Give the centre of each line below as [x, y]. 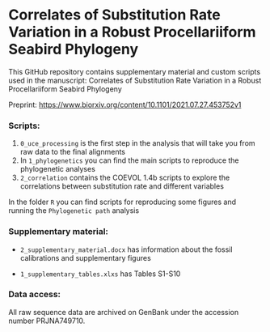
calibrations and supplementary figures [85, 258]
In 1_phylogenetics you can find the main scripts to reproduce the [130, 160]
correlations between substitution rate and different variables [122, 186]
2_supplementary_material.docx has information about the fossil [126, 249]
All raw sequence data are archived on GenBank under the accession [124, 312]
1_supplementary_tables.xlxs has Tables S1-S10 [100, 274]
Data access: [35, 295]
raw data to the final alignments [73, 152]
